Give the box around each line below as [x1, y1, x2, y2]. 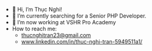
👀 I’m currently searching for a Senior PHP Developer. [12, 12, 147, 19]
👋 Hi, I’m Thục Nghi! [12, 6, 63, 13]
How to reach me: [12, 25, 57, 32]
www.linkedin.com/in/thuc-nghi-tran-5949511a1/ [21, 38, 143, 45]
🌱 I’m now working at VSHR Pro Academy [12, 19, 117, 25]
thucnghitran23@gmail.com [21, 32, 91, 39]
